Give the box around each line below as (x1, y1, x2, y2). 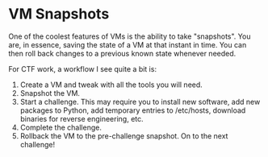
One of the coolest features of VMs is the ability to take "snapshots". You (8, 31, 251, 41)
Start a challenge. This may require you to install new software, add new (19, 97, 261, 106)
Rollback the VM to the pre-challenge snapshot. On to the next (19, 130, 228, 141)
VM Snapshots (8, 5, 110, 23)
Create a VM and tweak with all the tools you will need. (19, 80, 203, 89)
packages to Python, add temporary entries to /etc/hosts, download (19, 105, 246, 115)
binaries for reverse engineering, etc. (19, 114, 144, 123)
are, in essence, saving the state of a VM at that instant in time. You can (8, 39, 247, 49)
